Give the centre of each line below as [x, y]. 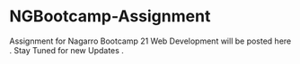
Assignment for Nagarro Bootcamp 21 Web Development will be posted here [150, 41]
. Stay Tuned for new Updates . [66, 50]
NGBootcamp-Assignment [110, 16]
